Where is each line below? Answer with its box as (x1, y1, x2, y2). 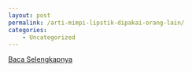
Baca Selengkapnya (8, 55, 73, 64)
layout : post (8, 11, 51, 20)
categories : (8, 26, 47, 34)
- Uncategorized (22, 33, 76, 41)
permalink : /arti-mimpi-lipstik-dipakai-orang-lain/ (8, 19, 185, 27)
